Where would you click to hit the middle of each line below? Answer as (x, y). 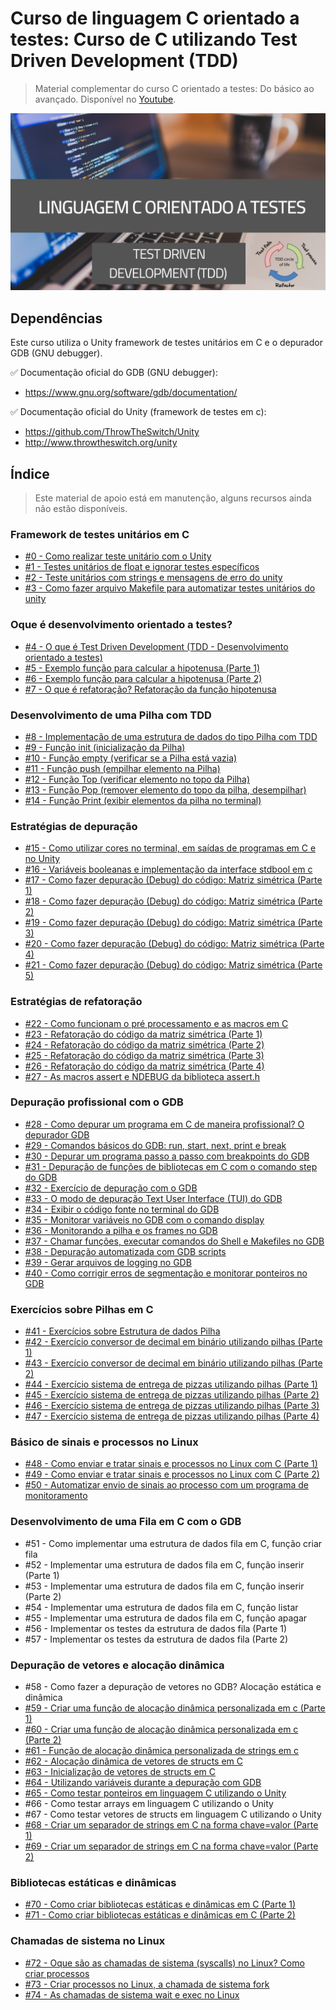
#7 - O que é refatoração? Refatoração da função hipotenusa (150, 689)
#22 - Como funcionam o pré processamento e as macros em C (156, 1023)
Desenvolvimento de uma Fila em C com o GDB (126, 1522)
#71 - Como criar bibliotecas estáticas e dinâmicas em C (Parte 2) (160, 1915)
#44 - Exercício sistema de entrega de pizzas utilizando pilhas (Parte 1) (171, 1384)
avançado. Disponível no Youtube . (105, 99)
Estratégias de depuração (74, 826)
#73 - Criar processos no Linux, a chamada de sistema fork (147, 1984)
